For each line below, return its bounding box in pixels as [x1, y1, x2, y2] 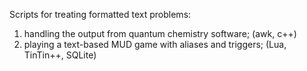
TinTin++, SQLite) [23, 49, 97, 61]
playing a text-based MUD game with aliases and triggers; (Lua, [23, 39, 287, 50]
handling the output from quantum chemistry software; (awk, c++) [23, 28, 297, 39]
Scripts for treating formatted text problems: [9, 9, 192, 20]
